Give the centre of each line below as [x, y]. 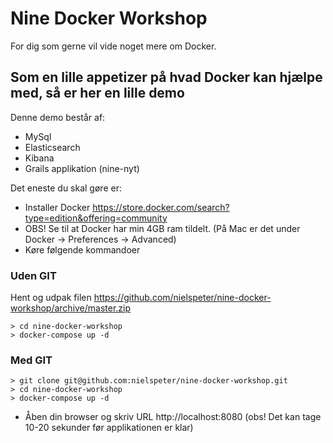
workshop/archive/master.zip [71, 308]
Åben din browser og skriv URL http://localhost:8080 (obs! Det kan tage [173, 417]
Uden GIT [33, 275]
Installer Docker [57, 207]
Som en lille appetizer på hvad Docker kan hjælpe [166, 77]
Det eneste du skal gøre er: [66, 188]
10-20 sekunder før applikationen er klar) [109, 428]
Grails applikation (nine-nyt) [82, 168]
